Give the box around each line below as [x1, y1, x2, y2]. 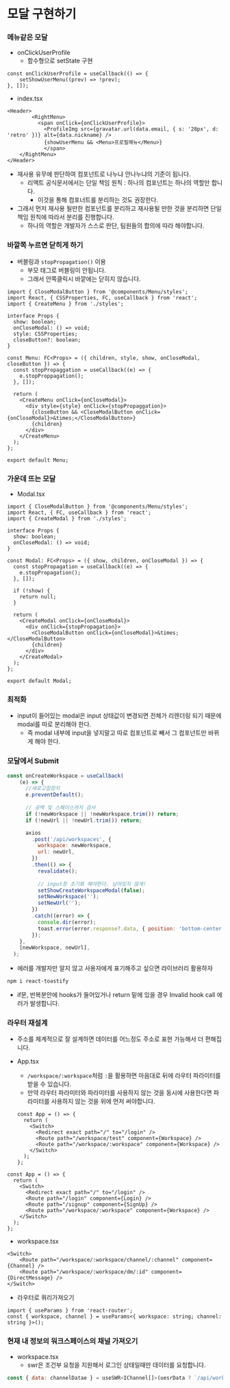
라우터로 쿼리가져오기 [16, 1293, 75, 1302]
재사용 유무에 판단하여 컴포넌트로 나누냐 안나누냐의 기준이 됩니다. [16, 170, 191, 179]
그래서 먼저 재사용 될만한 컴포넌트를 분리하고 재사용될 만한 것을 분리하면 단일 [16, 204, 222, 213]
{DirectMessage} [7, 1275, 53, 1281]
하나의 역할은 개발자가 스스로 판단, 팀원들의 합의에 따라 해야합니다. [27, 221, 205, 230]
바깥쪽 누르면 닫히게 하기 [7, 240, 84, 250]
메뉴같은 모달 [7, 32, 48, 42]
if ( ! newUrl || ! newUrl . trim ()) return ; [25, 817, 142, 824]
